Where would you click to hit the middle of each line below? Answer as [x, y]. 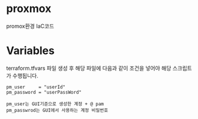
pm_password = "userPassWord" [44, 92]
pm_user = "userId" [36, 87]
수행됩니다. [25, 75]
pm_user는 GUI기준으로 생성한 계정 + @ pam [55, 104]
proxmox [29, 9]
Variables [31, 51]
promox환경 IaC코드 [30, 26]
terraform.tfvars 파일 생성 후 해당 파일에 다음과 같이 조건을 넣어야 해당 [89, 68]
